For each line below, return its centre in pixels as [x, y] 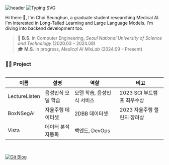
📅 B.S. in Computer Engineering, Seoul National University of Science [90, 38]
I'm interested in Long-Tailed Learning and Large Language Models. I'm [79, 23]
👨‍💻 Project [18, 64]
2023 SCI [131, 93]
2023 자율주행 [136, 110]
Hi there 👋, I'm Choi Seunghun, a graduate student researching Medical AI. [82, 17]
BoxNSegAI [21, 114]
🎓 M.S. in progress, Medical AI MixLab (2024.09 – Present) [80, 49]
